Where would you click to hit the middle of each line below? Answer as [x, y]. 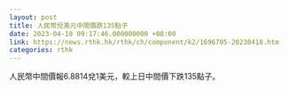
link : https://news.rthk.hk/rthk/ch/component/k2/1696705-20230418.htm [144, 42]
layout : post [33, 17]
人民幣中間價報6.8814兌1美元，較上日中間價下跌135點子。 [115, 77]
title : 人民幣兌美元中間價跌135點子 [69, 26]
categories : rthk [41, 50]
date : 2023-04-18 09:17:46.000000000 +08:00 [93, 34]
